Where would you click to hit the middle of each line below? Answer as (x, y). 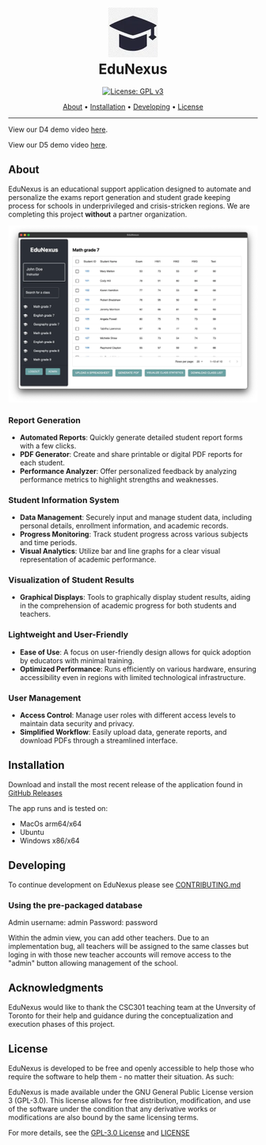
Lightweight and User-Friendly (68, 635)
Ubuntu (32, 832)
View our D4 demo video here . (58, 129)
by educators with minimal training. (77, 660)
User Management (45, 697)
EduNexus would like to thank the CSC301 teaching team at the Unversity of (132, 1007)
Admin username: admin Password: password (83, 922)
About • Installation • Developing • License (133, 106)
